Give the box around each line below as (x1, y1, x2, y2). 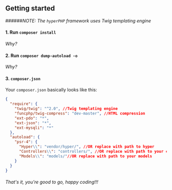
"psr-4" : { (14, 139, 38, 145)
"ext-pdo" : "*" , (14, 115, 50, 121)
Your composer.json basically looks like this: (5, 87, 97, 93)
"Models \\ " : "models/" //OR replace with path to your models (18, 153, 153, 159)
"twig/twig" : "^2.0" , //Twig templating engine (14, 106, 118, 111)
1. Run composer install (5, 29, 56, 35)
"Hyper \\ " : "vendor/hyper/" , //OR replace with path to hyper (18, 144, 155, 150)
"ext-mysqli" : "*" (14, 125, 54, 130)
